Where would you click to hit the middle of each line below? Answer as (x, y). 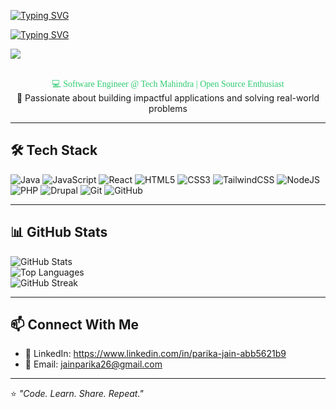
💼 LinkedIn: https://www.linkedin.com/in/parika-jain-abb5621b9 (155, 354)
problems (168, 108)
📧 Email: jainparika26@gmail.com (93, 364)
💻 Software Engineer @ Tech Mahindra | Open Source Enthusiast (168, 84)
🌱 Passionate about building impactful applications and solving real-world (168, 98)
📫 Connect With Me (75, 325)
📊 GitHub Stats (59, 232)
